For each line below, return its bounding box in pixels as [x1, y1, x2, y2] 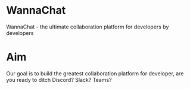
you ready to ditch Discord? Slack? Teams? [6, 76, 112, 83]
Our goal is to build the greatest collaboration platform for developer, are [6, 69, 184, 77]
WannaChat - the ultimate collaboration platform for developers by [6, 23, 169, 30]
